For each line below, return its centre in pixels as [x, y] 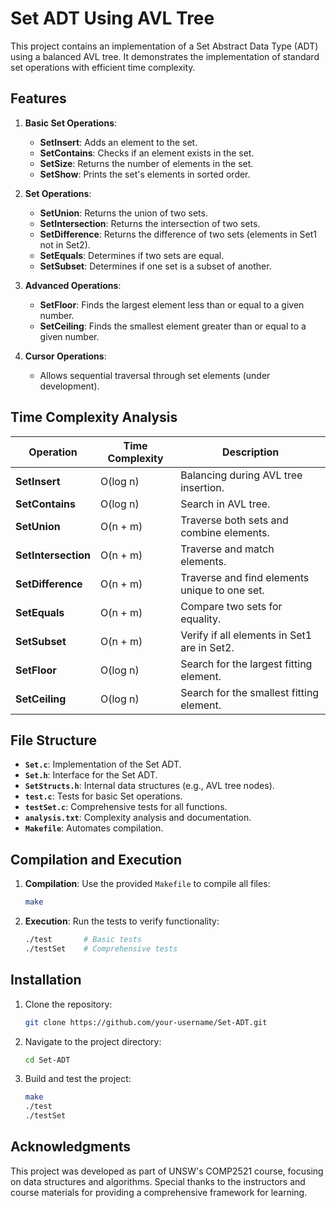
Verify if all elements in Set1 [246, 635]
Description [250, 452]
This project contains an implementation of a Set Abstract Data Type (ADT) [164, 46]
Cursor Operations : [65, 356]
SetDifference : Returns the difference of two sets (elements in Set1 [178, 234]
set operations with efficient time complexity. [103, 67]
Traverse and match [227, 549]
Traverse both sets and [234, 520]
